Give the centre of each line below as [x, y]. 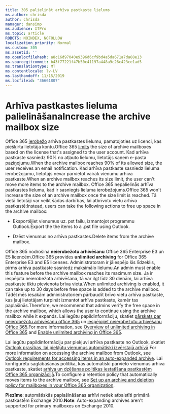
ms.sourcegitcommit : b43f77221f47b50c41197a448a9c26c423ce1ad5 [74, 62]
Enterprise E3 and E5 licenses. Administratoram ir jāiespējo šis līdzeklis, [80, 262]
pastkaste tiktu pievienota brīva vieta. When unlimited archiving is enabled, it [85, 284]
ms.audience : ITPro [26, 29]
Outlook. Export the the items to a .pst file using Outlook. [71, 227]
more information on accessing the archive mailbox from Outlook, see [78, 353]
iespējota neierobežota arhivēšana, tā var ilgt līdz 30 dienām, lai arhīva [79, 278]
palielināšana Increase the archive [78, 116]
